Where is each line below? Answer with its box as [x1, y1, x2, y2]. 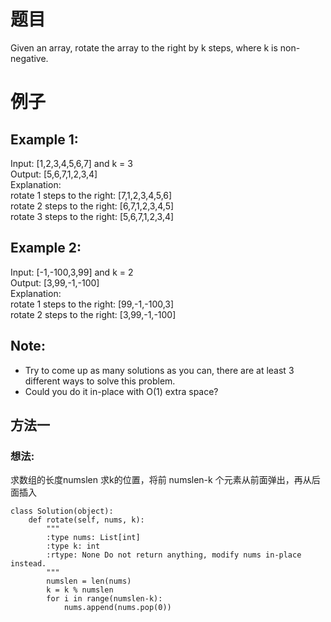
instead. [10, 559, 47, 569]
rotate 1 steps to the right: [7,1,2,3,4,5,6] [10, 189, 173, 201]
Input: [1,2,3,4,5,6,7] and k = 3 [10, 157, 133, 169]
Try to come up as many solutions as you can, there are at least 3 [24, 364, 295, 376]
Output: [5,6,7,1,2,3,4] [10, 168, 98, 180]
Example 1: [10, 131, 79, 148]
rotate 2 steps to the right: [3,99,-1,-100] [10, 308, 177, 320]
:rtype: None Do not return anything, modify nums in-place [46, 550, 302, 560]
